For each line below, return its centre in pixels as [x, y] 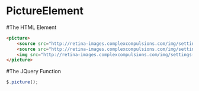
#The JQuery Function [33, 71]
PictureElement [45, 11]
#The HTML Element [31, 27]
